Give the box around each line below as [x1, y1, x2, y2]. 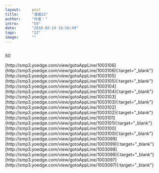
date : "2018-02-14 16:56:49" [5, 26, 79, 31]
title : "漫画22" [5, 12, 49, 17]
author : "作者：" [5, 16, 48, 21]
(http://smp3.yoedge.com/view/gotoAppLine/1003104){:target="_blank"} [5, 88, 154, 94]
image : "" [5, 35, 37, 40]
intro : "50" [5, 21, 41, 26]
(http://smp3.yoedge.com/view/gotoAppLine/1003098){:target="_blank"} [5, 151, 155, 157]
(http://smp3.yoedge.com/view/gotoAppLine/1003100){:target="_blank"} [5, 130, 154, 136]
